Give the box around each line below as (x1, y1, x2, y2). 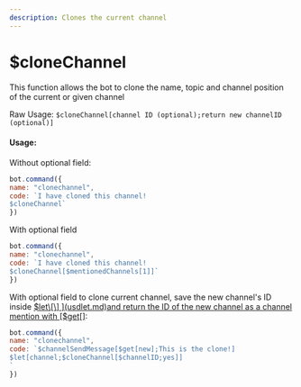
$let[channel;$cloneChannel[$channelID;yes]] (9, 353, 183, 363)
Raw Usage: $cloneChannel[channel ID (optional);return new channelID (9, 109, 282, 120)
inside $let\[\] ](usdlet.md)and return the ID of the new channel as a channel (9, 301, 293, 311)
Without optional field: (9, 157, 92, 167)
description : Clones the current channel (9, 13, 168, 22)
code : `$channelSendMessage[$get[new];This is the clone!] (9, 345, 236, 354)
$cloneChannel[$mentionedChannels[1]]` (9, 266, 160, 275)
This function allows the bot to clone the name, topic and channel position (9, 82, 284, 93)
